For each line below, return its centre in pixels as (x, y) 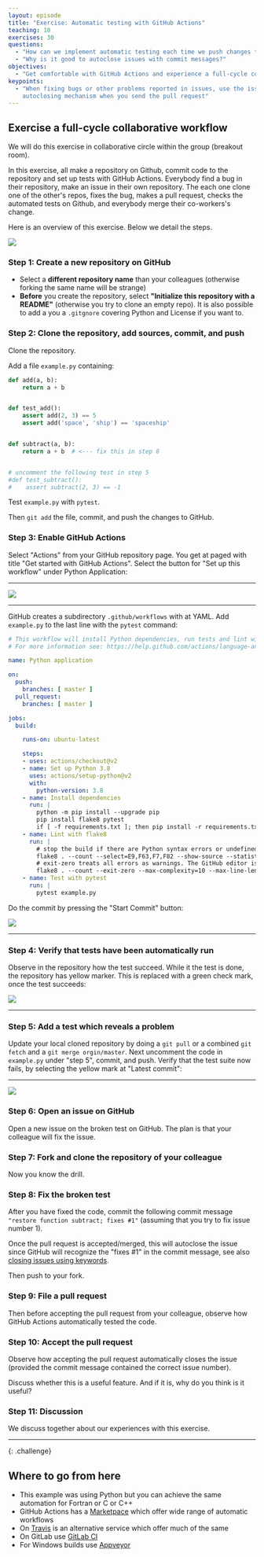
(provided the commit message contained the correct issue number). (120, 1367)
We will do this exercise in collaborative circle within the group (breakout (126, 147)
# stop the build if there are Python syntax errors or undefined (147, 849)
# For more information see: (56, 646)
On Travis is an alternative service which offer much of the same (124, 1528)
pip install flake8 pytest (81, 820)
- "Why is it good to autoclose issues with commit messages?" (121, 60)
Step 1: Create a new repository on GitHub (90, 262)
